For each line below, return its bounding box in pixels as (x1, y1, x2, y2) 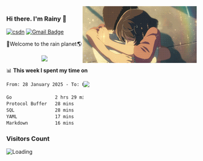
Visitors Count (6, 134, 50, 143)
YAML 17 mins (6, 113, 74, 120)
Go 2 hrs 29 (6, 94, 77, 100)
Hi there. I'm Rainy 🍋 (6, 15, 67, 23)
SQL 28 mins (6, 107, 74, 113)
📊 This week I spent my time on (6, 67, 88, 74)
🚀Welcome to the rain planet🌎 (6, 41, 82, 48)
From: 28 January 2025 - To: (6, 82, 80, 88)
